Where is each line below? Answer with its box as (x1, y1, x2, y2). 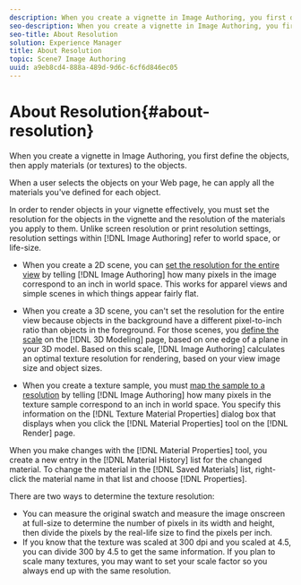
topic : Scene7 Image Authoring (9, 55, 126, 64)
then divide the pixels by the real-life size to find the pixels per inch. (21, 527, 273, 538)
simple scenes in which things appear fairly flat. (21, 288, 199, 298)
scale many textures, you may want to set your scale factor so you (21, 555, 268, 566)
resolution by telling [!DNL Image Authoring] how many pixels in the (21, 389, 271, 400)
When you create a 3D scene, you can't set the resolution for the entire (21, 305, 285, 316)
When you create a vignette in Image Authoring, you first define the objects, (9, 150, 289, 161)
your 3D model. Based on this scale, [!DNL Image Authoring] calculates (21, 343, 285, 354)
